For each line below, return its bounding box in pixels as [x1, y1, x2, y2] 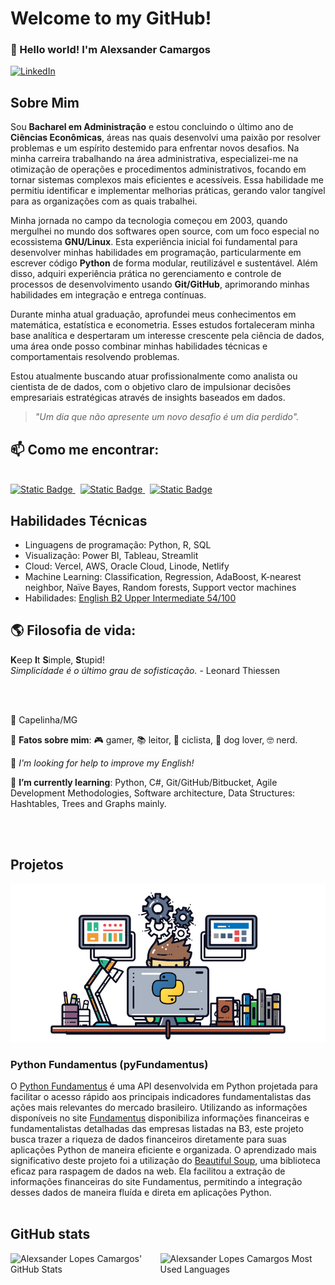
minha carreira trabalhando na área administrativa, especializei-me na [10, 153, 298, 165]
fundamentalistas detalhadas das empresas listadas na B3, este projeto [10, 1122, 304, 1134]
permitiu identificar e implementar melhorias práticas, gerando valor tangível [10, 185, 326, 197]
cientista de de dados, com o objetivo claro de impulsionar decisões [10, 381, 292, 393]
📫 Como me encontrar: [10, 441, 160, 458]
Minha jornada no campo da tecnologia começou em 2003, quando [10, 215, 288, 227]
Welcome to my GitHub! [10, 7, 212, 30]
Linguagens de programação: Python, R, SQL [24, 538, 212, 551]
